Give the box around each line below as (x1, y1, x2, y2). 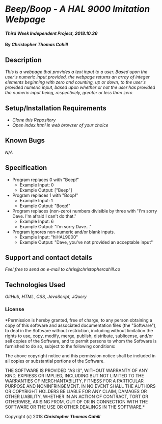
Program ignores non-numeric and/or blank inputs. (12, 229, 115, 235)
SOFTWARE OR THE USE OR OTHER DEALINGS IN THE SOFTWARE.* (5, 404, 145, 410)
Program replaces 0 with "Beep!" (12, 177, 80, 183)
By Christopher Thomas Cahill (5, 42, 68, 48)
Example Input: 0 (19, 182, 54, 187)
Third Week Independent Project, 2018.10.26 (5, 30, 98, 36)
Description (5, 55, 42, 64)
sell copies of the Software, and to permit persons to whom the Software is (5, 338, 157, 344)
